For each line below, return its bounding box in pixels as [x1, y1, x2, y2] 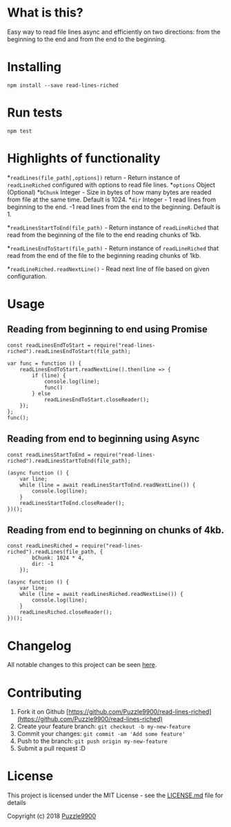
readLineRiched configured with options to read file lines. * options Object [7, 181, 216, 189]
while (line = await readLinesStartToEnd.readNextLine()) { [19, 481, 196, 488]
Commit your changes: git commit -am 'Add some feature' [17, 730, 186, 738]
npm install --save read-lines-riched [7, 81, 119, 89]
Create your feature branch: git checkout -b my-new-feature [17, 722, 191, 730]
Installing [7, 59, 62, 75]
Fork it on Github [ [17, 708, 69, 716]
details [7, 799, 26, 807]
